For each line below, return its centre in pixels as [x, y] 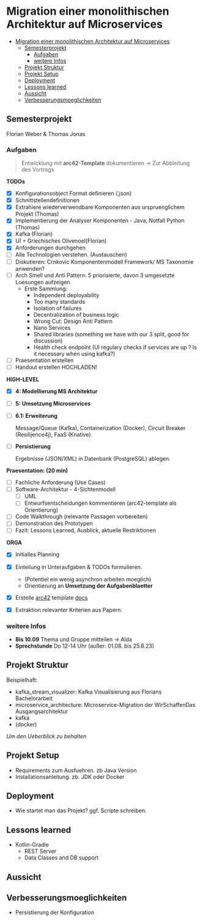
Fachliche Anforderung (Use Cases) [60, 483]
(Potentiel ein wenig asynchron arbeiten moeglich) [88, 579]
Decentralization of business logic [76, 314]
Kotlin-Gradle [32, 845]
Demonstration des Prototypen [54, 523]
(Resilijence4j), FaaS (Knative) [53, 434]
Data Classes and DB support [61, 858]
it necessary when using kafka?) [74, 353]
